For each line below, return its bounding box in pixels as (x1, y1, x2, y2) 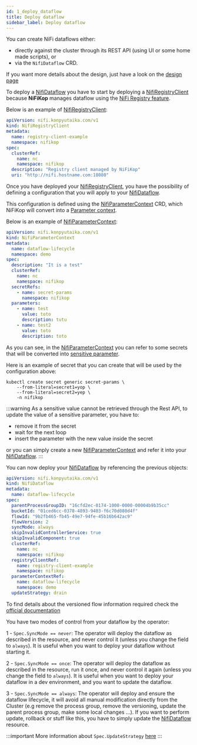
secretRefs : (11, 284, 41, 290)
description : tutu (21, 317, 67, 323)
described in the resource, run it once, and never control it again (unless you (6, 666, 192, 673)
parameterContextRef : (11, 573, 65, 579)
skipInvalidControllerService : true (11, 530, 101, 536)
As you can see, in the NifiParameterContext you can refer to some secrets (6, 344, 188, 351)
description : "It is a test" (11, 262, 83, 268)
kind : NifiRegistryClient (6, 123, 69, 129)
